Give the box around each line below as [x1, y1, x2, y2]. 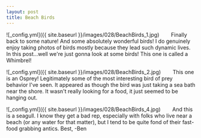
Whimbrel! [6, 57, 32, 64]
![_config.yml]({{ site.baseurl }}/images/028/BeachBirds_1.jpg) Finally [6, 31, 187, 38]
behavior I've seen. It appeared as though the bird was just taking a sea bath [6, 81, 196, 88]
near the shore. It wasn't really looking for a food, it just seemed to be [6, 87, 178, 95]
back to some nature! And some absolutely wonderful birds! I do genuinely [6, 37, 191, 45]
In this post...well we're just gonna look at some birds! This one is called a [6, 50, 188, 57]
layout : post [6, 8, 39, 15]
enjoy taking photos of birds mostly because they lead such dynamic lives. [6, 43, 191, 51]
